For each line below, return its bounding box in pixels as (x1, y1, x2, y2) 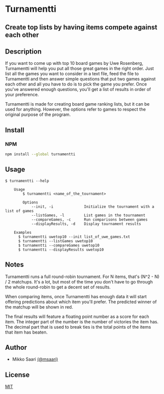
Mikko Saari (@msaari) (12, 356, 58, 362)
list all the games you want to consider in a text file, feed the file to (5, 71, 139, 77)
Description (5, 47, 42, 56)
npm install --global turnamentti (5, 152, 76, 157)
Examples (14, 230, 32, 235)
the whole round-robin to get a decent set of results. (5, 284, 111, 290)
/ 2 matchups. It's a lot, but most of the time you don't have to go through (5, 279, 153, 284)
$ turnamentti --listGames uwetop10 (18, 238, 93, 244)
